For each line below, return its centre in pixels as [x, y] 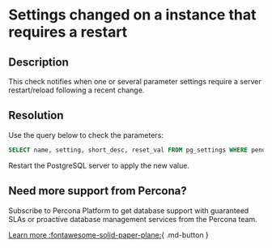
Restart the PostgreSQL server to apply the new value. [99, 165]
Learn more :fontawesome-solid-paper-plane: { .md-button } [108, 235]
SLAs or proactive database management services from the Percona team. [133, 219]
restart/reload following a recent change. [76, 90]
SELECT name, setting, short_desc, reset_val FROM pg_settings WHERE [128, 150]
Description [38, 62]
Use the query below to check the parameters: [86, 135]
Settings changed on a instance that [132, 15]
